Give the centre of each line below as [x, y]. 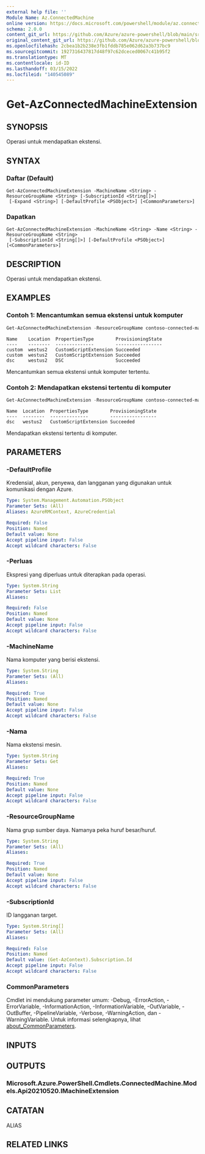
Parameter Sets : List [34, 591]
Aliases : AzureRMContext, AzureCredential [61, 512]
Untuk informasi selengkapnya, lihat [96, 1020]
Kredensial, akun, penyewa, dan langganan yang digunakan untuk [89, 483]
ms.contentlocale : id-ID [38, 63]
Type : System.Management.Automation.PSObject [65, 501]
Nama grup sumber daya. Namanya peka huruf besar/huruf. [81, 830]
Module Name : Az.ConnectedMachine [50, 18]
